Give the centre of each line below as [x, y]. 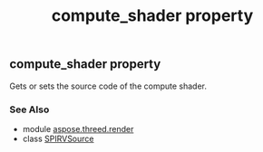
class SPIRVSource [58, 138]
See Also [29, 109]
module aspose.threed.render [78, 128]
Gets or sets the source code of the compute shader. [108, 86]
